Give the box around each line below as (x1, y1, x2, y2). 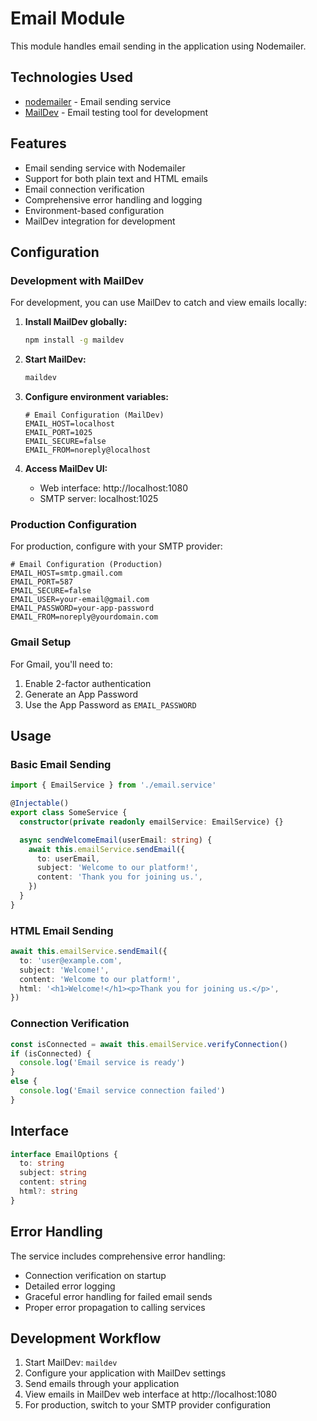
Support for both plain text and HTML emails (24, 172, 208, 184)
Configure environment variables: (24, 391, 169, 402)
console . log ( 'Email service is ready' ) (19, 1058, 186, 1068)
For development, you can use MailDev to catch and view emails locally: (10, 297, 307, 309)
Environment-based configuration (24, 204, 165, 216)
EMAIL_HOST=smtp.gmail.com (10, 568, 123, 579)
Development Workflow (10, 1330, 162, 1347)
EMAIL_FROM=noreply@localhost (24, 445, 152, 455)
